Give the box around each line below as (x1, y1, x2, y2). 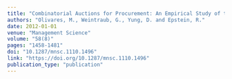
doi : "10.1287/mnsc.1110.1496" (7, 49, 97, 56)
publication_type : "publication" (7, 61, 104, 68)
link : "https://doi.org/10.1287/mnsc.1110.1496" (7, 55, 150, 62)
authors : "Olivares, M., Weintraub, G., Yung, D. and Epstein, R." (7, 16, 206, 23)
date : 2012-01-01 (7, 23, 57, 30)
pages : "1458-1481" (7, 42, 64, 49)
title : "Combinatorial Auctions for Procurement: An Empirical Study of (7, 10, 221, 17)
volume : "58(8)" (7, 36, 54, 43)
